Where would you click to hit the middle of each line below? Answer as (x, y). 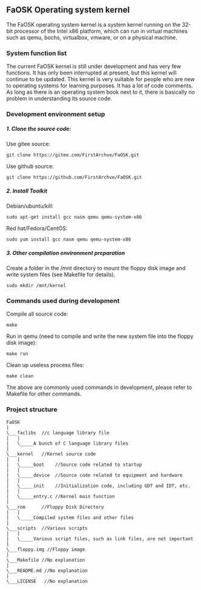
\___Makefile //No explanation (46, 560)
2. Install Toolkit (27, 191)
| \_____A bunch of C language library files (68, 443)
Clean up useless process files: (45, 365)
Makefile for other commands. (44, 394)
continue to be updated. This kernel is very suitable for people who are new (100, 79)
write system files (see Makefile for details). (61, 274)
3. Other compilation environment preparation (66, 253)
